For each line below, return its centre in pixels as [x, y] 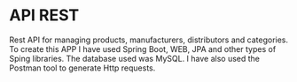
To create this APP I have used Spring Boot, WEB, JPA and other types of [143, 48]
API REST [44, 15]
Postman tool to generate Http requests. [82, 68]
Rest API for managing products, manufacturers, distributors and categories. [149, 40]
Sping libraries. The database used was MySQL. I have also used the [134, 58]
